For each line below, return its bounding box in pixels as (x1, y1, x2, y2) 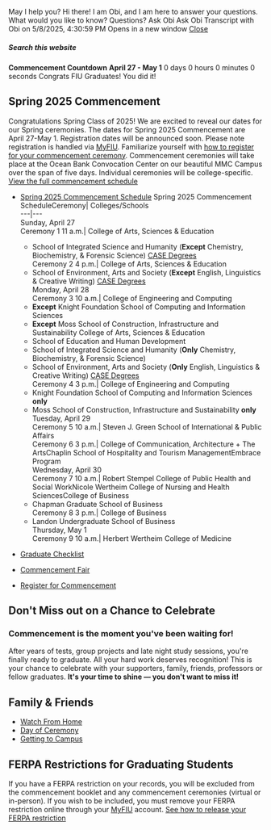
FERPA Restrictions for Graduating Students (8, 757, 234, 771)
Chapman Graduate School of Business (31, 499, 164, 509)
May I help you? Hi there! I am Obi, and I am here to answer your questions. (8, 7, 258, 16)
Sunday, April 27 (19, 217, 75, 227)
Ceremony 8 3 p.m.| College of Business (31, 508, 167, 518)
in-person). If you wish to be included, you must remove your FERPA (8, 796, 236, 806)
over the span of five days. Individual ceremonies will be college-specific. (8, 167, 253, 177)
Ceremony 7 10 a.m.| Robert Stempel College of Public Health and (31, 473, 252, 483)
